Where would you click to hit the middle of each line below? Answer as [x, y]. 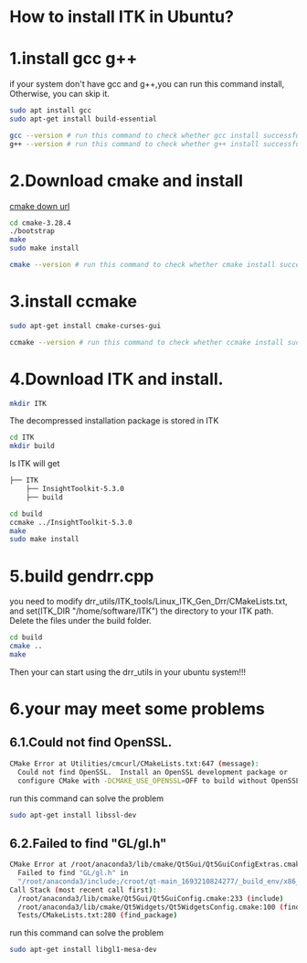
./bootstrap [32, 231]
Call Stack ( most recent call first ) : [83, 890]
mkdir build [32, 446]
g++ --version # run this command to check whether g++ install [134, 144]
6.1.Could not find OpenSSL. [91, 743]
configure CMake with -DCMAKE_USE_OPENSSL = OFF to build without [143, 781]
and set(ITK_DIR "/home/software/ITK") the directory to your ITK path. [142, 611]
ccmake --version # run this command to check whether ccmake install [147, 342]
